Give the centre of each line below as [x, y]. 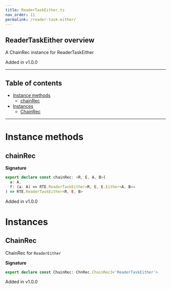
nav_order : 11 [20, 15]
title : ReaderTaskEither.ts [35, 10]
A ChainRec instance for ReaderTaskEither [50, 52]
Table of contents [34, 83]
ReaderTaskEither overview [50, 40]
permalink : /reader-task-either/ [41, 19]
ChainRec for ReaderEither [33, 253]
